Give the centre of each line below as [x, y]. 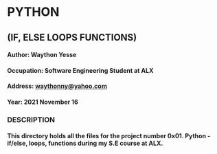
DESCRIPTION [31, 120]
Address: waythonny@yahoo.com [57, 86]
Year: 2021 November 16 [43, 102]
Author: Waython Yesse [42, 55]
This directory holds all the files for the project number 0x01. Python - [109, 136]
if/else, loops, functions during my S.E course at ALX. [85, 143]
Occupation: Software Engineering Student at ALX [80, 70]
